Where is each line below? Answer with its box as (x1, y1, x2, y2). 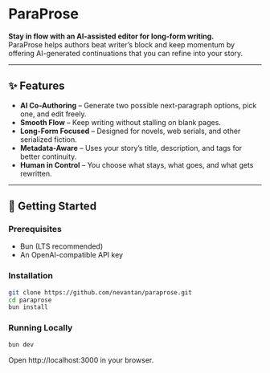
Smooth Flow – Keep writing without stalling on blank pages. (19, 117, 221, 127)
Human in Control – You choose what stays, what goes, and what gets (19, 160, 254, 169)
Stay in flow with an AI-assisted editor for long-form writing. (8, 31, 215, 41)
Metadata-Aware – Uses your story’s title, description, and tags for (19, 143, 243, 152)
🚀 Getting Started (8, 200, 97, 213)
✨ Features (8, 79, 65, 93)
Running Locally (8, 322, 73, 334)
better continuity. (19, 152, 77, 161)
